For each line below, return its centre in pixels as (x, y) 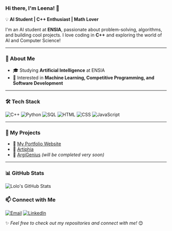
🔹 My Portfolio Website (37, 144)
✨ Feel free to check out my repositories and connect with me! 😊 (74, 223)
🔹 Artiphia (23, 149)
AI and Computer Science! (33, 41)
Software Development (38, 83)
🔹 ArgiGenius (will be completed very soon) (58, 155)
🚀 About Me (20, 59)
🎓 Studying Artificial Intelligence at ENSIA (59, 70)
